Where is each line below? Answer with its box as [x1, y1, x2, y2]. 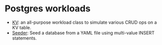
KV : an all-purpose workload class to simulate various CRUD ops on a [12, 19, 157, 25]
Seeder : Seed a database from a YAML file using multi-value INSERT [12, 30, 155, 36]
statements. [12, 35, 37, 41]
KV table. [12, 24, 31, 30]
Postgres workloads [5, 3, 91, 14]
